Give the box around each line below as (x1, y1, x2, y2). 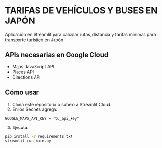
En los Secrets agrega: (12, 106, 57, 112)
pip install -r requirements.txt (5, 134, 73, 139)
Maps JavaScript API (12, 63, 54, 69)
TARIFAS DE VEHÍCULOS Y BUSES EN (5, 5, 158, 16)
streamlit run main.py (5, 138, 51, 144)
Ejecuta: (12, 125, 29, 130)
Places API (12, 69, 34, 75)
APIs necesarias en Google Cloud (5, 51, 108, 59)
